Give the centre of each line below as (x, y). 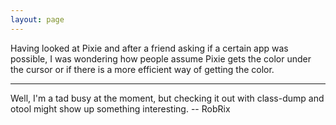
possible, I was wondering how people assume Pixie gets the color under (161, 58)
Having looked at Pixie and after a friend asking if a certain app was (149, 48)
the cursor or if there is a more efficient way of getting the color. (142, 69)
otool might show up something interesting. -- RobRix (120, 108)
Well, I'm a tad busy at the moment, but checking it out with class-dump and (167, 98)
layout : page (37, 19)
